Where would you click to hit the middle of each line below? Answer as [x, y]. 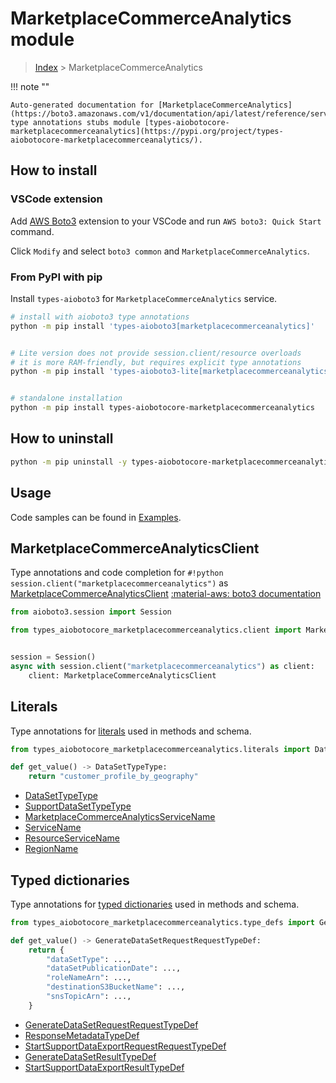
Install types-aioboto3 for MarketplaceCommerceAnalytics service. [144, 298]
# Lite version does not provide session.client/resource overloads [156, 353]
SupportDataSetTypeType [78, 806]
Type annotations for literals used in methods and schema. [131, 731]
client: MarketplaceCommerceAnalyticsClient [122, 675]
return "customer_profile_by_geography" [113, 777]
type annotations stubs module [75, 122]
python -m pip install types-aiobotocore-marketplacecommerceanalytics [162, 408]
